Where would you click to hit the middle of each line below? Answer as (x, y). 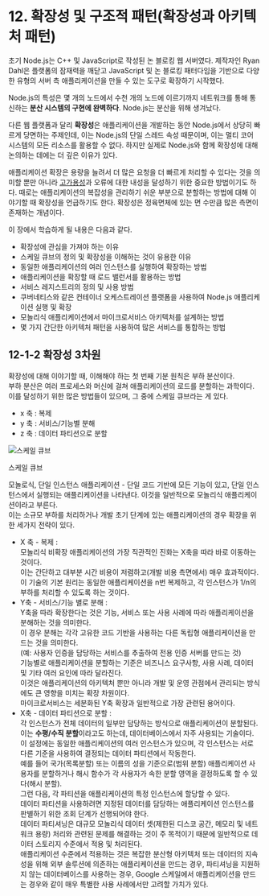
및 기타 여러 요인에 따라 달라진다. (71, 672)
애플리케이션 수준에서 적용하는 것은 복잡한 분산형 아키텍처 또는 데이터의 (131, 853)
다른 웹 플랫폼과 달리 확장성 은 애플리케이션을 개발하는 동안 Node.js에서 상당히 (130, 125)
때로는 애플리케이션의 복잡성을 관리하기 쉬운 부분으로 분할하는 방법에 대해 (134, 192)
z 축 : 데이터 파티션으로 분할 (63, 433)
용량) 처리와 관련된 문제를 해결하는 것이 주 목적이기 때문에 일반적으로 (143, 833)
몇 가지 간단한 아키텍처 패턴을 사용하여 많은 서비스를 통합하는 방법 (123, 327)
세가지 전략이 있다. (45, 525)
